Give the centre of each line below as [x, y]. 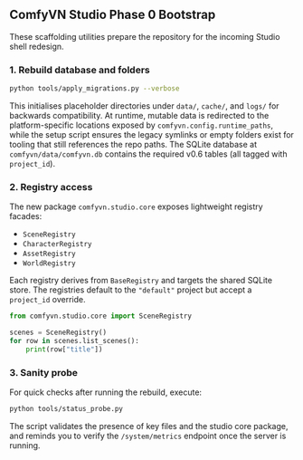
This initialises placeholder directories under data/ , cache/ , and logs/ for [144, 105]
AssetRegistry [49, 254]
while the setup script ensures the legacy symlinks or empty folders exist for [151, 134]
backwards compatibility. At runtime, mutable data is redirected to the [139, 115]
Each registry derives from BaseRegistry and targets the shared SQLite [141, 281]
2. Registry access [51, 187]
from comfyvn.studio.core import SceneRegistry [101, 316]
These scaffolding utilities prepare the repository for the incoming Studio [145, 36]
